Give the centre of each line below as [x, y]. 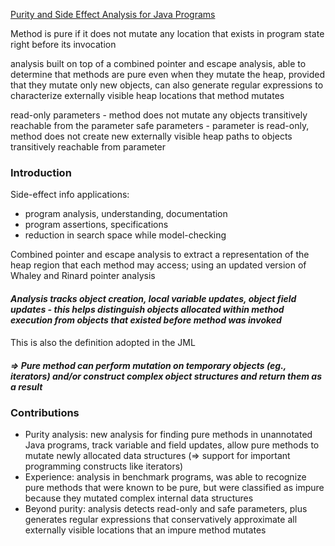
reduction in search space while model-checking [125, 235]
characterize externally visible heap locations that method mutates [147, 95]
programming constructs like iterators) [104, 466]
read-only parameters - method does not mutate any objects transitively [159, 115]
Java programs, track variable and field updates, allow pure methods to [172, 445]
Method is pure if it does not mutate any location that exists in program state [167, 33]
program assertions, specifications [96, 225]
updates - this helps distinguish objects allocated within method [147, 309]
